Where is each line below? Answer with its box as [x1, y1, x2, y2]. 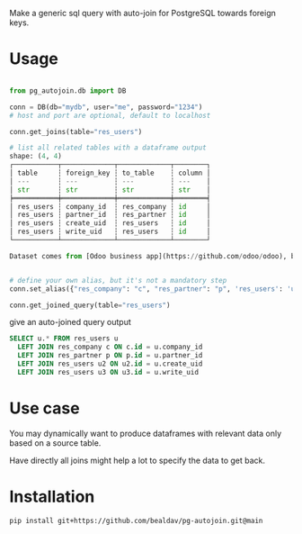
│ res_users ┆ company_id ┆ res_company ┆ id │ [9, 202, 211, 211]
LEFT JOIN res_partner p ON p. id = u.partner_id [17, 351, 203, 360]
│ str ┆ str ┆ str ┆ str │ [9, 185, 211, 195]
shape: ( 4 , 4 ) [9, 152, 63, 161]
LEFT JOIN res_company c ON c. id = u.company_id [17, 342, 203, 352]
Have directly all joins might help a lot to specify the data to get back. [9, 455, 266, 466]
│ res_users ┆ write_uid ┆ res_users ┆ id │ [9, 227, 211, 237]
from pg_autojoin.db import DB [9, 86, 127, 95]
